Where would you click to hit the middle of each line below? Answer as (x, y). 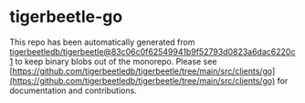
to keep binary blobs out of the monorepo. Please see (116, 61)
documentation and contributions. (73, 90)
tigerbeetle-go (66, 17)
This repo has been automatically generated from (102, 42)
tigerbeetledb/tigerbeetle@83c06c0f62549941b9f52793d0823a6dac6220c (152, 51)
